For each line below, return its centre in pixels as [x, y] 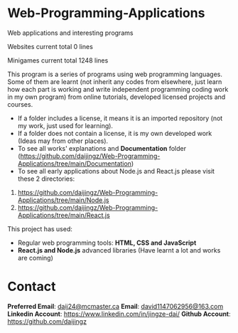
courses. [20, 104]
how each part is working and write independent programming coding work [118, 89]
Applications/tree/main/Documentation [74, 163]
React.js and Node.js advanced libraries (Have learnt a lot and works [119, 250]
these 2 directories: [46, 179]
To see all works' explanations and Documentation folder [102, 148]
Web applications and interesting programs [70, 33]
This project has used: [40, 228]
